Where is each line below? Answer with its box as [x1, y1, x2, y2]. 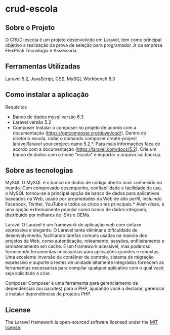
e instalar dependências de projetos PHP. [5, 291, 92, 297]
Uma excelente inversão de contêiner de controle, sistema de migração [5, 254, 154, 260]
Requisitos [5, 104, 27, 110]
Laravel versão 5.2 [12, 119, 52, 125]
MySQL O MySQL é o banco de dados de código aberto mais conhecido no [5, 180, 162, 186]
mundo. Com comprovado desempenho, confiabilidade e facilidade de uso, [5, 185, 162, 191]
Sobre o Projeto [5, 23, 55, 32]
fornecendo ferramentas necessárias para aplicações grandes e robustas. [5, 249, 160, 255]
